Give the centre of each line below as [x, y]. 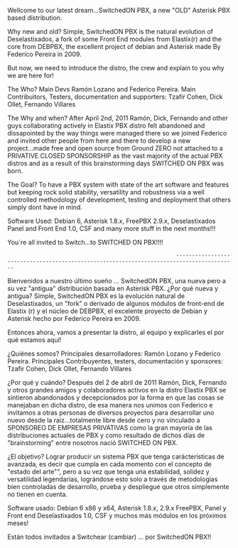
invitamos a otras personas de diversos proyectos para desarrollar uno [111, 412]
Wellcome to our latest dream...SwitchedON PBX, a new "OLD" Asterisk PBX [119, 10]
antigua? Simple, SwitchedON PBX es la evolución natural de [96, 296]
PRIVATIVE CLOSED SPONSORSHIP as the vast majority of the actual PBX [115, 156]
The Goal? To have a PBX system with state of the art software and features [118, 185]
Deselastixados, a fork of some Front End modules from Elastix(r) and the [115, 39]
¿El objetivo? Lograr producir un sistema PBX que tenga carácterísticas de [116, 456]
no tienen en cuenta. [38, 494]
